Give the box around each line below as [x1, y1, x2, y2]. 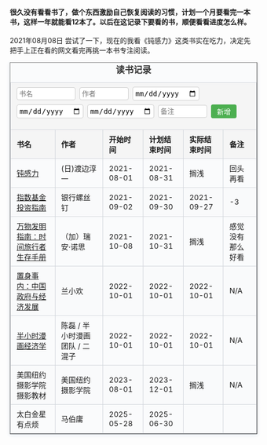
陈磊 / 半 [60, 320, 90, 330]
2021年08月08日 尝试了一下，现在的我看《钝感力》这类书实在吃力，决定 [9, 36, 244, 46]
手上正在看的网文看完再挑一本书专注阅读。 [16, 46, 155, 55]
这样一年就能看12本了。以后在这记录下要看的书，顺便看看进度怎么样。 [23, 16, 251, 27]
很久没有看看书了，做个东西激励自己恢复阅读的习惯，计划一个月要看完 [9, 7, 237, 16]
